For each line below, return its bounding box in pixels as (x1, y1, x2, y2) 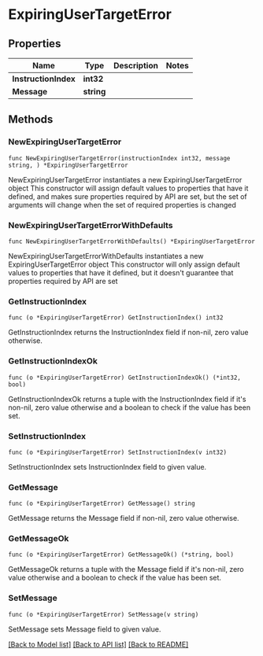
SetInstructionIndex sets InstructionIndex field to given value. (8, 462, 207, 471)
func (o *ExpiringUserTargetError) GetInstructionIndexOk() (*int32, (8, 374, 242, 381)
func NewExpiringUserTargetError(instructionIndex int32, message (8, 154, 231, 162)
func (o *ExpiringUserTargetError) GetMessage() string (8, 499, 195, 508)
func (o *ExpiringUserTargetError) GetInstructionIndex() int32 (8, 314, 224, 322)
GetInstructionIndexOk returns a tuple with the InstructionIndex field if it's (8, 394, 246, 404)
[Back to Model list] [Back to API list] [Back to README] (8, 639, 189, 649)
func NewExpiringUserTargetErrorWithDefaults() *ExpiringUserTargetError (8, 238, 256, 245)
